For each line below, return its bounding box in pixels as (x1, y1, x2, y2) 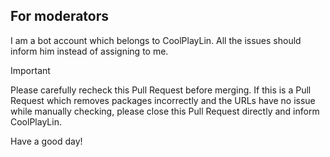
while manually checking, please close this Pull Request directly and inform (10, 105, 320, 117)
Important (10, 64, 51, 76)
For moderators (10, 8, 110, 25)
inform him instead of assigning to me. (10, 45, 169, 57)
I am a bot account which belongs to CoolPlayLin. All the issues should (10, 34, 302, 46)
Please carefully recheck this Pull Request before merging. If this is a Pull (10, 84, 312, 96)
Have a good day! (10, 135, 83, 147)
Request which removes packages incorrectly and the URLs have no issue (10, 94, 316, 106)
